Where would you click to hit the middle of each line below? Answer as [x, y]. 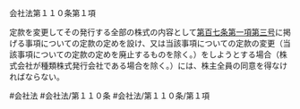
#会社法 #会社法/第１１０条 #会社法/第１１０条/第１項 [110, 96]
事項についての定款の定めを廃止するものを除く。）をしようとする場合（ [148, 54]
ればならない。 [37, 77]
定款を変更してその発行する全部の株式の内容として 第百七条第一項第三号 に [146, 32]
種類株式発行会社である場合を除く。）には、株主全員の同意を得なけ [164, 66]
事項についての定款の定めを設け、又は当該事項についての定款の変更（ [154, 43]
